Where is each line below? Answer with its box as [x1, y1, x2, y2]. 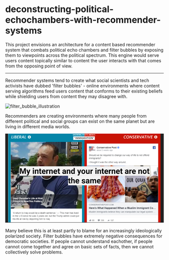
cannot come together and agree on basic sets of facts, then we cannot [5, 244, 154, 250]
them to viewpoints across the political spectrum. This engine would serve [5, 52, 159, 58]
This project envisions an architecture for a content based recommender [5, 41, 156, 47]
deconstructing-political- [5, 4, 114, 15]
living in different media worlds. [5, 123, 70, 129]
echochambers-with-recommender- [5, 14, 161, 26]
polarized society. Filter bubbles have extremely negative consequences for [5, 233, 162, 239]
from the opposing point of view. [5, 63, 73, 69]
